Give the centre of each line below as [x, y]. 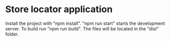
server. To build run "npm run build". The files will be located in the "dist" [82, 28]
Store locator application [59, 9]
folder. [12, 34]
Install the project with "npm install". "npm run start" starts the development [85, 23]
